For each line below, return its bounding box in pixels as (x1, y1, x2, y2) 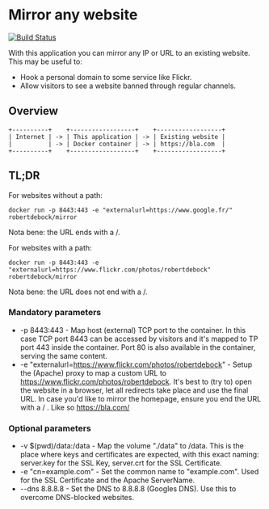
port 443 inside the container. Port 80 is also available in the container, (19, 342, 256, 352)
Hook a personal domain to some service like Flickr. (19, 72, 192, 82)
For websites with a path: (8, 242, 92, 252)
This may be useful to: (8, 57, 82, 66)
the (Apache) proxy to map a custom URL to (19, 368, 167, 377)
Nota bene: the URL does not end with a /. (8, 287, 148, 297)
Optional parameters (8, 423, 91, 434)
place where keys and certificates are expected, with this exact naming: (19, 450, 260, 460)
